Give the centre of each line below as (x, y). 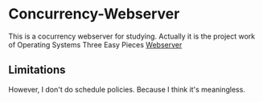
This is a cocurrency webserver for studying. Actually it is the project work (132, 36)
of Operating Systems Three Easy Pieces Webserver (95, 44)
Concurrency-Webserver (94, 14)
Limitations (37, 70)
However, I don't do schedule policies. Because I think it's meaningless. (127, 89)
